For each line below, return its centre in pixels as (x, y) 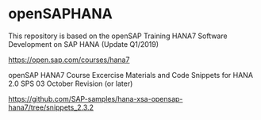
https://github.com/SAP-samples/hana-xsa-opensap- (96, 99)
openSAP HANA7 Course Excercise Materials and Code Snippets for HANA (131, 75)
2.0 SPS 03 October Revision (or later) (71, 83)
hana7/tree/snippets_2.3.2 (51, 107)
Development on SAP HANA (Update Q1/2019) (84, 44)
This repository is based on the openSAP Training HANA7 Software (118, 36)
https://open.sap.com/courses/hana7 (69, 60)
